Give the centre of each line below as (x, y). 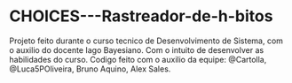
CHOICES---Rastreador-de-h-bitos (141, 16)
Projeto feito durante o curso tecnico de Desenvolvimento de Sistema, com (146, 41)
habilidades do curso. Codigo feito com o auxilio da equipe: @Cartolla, (138, 59)
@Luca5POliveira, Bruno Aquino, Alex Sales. (90, 69)
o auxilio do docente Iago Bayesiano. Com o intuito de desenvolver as (137, 49)
